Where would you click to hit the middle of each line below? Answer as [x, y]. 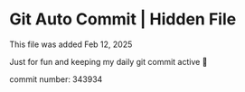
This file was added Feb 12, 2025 [71, 44]
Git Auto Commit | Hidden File [123, 19]
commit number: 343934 [56, 79]
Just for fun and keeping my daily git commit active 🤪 [108, 61]
